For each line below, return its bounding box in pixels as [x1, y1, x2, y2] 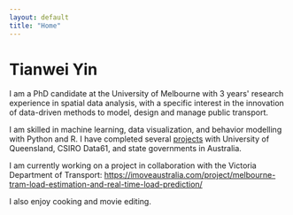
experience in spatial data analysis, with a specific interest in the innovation [9, 98, 285, 109]
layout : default [9, 12, 69, 22]
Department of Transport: [9, 170, 103, 180]
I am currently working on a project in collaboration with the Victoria [9, 160, 257, 171]
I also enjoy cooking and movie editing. [9, 196, 152, 207]
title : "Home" [9, 21, 62, 30]
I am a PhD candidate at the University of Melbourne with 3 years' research [9, 88, 284, 99]
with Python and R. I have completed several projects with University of [9, 134, 270, 144]
